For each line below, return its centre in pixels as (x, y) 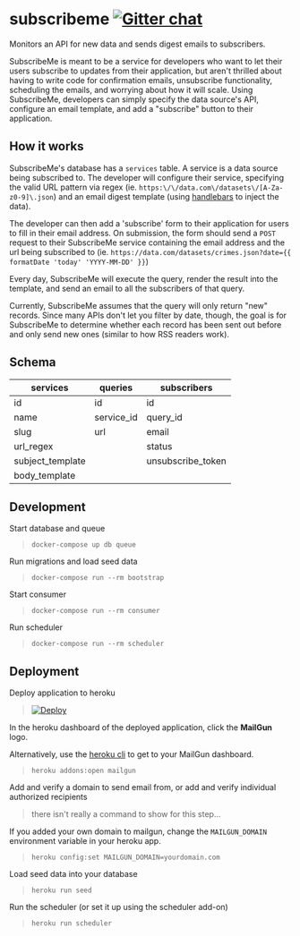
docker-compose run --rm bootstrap (98, 578)
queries (116, 387)
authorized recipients (48, 797)
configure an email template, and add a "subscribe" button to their (131, 108)
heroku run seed (61, 890)
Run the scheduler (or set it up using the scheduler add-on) (119, 907)
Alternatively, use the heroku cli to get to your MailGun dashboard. (132, 754)
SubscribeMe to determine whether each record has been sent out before (146, 324)
